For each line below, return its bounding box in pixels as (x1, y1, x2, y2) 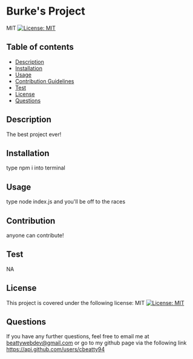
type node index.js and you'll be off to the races (6, 198, 126, 205)
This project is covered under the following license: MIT (6, 299, 145, 306)
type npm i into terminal (6, 164, 65, 171)
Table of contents (6, 42, 74, 52)
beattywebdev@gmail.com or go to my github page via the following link (6, 339, 187, 347)
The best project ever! (6, 131, 62, 138)
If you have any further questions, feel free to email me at (6, 333, 149, 340)
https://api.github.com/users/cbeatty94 (6, 346, 105, 353)
